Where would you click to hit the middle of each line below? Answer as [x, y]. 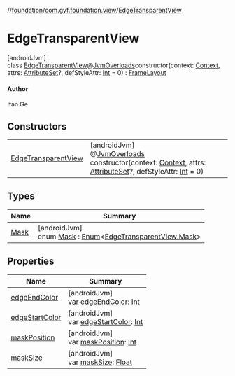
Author [18, 89]
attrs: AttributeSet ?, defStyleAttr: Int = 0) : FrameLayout [87, 72]
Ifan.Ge [17, 104]
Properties [31, 262]
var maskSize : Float [100, 362]
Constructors [37, 126]
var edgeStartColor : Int [106, 321]
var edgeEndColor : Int [104, 302]
